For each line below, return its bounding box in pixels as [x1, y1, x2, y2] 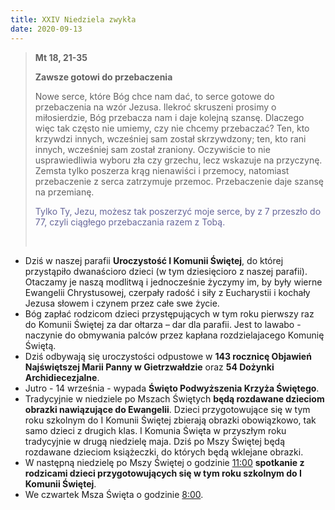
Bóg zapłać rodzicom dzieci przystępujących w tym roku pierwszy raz [24, 307, 315, 320]
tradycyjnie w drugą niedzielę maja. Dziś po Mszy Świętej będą [24, 435, 286, 447]
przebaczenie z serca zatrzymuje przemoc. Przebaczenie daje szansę [34, 175, 325, 187]
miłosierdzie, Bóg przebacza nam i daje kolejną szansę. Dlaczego [34, 111, 305, 123]
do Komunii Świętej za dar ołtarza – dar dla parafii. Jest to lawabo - [24, 318, 302, 330]
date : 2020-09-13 [10, 24, 83, 34]
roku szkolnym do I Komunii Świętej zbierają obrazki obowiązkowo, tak [24, 414, 317, 426]
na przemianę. [34, 186, 95, 198]
